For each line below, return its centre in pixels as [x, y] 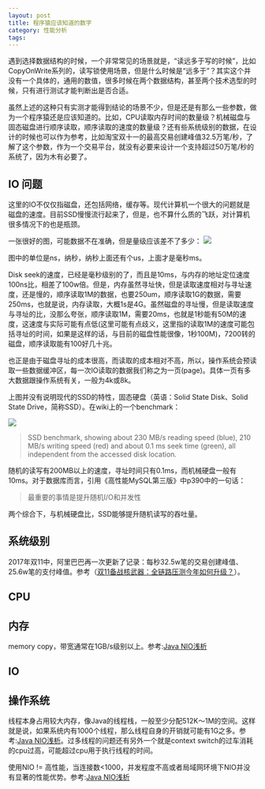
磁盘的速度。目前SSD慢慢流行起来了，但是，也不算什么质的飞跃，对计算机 [129, 215]
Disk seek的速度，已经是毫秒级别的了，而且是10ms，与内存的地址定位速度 [129, 275]
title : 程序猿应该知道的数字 [50, 23]
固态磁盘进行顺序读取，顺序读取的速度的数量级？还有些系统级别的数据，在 [129, 127]
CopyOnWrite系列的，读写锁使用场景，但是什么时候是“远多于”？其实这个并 [130, 71]
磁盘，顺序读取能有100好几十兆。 [62, 344]
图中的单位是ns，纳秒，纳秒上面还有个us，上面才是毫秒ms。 [107, 258]
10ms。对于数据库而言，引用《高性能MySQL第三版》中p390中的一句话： [127, 481]
